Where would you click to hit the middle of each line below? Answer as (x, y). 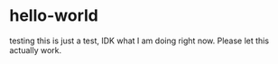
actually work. (36, 50)
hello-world (54, 16)
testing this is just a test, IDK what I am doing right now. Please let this (139, 41)
